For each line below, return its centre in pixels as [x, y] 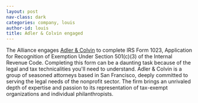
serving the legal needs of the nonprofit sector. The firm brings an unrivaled [98, 82]
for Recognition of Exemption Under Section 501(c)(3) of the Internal [89, 57]
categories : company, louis [41, 22]
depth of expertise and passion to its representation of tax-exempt [87, 88]
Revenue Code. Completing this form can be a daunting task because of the [98, 63]
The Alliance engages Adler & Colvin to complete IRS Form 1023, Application [99, 50]
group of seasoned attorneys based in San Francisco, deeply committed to [97, 75]
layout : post [22, 11]
